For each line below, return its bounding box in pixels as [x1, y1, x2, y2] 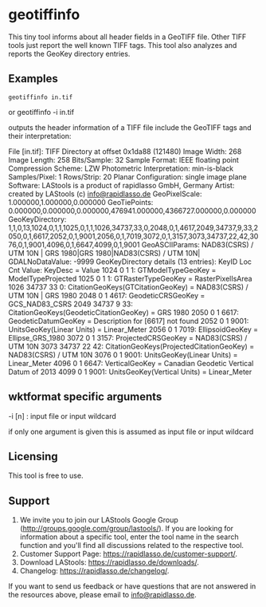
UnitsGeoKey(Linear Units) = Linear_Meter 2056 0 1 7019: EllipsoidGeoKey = [8, 325, 259, 334]
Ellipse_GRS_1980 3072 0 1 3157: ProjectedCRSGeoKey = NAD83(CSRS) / [8, 333, 248, 342]
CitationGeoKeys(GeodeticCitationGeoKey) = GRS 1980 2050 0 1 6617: [8, 307, 239, 317]
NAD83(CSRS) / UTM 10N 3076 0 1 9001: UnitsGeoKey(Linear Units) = [8, 349, 238, 360]
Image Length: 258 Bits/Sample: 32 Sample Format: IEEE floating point [8, 155, 239, 164]
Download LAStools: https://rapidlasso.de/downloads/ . [19, 558, 199, 567]
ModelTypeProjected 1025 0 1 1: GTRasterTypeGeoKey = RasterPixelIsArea [8, 274, 252, 283]
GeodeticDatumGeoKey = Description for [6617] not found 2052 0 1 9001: [8, 316, 249, 325]
